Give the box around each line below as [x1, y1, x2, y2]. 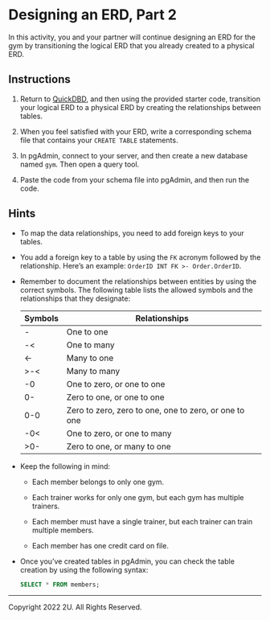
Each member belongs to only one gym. [31, 477, 165, 487]
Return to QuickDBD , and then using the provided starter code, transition [19, 94, 261, 104]
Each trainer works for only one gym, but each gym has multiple [31, 492, 244, 502]
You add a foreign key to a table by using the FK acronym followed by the [19, 252, 261, 262]
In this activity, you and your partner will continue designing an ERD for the [8, 32, 256, 42]
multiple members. [31, 525, 94, 535]
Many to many [66, 365, 121, 376]
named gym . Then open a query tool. [19, 159, 140, 169]
